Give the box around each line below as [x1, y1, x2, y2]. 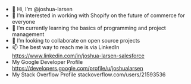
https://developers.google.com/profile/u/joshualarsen [11, 65, 143, 72]
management [11, 31, 45, 38]
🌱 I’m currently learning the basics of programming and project [11, 24, 167, 31]
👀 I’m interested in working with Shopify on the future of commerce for [11, 12, 186, 19]
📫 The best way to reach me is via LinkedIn [11, 44, 120, 50]
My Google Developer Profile [11, 59, 83, 65]
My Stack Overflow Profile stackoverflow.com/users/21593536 [11, 71, 166, 78]
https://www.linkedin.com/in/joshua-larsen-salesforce [11, 52, 145, 59]
